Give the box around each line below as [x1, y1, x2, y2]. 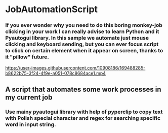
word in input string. [5, 121, 56, 128]
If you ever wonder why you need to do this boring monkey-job [5, 22, 163, 29]
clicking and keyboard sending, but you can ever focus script [5, 41, 159, 48]
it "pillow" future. [5, 53, 49, 60]
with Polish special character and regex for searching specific [5, 114, 161, 121]
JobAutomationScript [5, 4, 98, 15]
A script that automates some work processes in [5, 85, 161, 93]
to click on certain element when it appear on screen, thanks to [5, 47, 163, 54]
